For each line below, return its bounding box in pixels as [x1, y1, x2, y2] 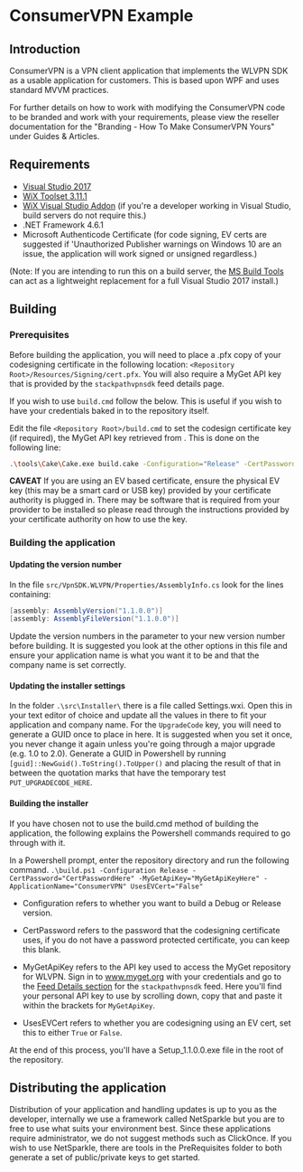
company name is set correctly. [9, 660, 126, 670]
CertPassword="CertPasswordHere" [9, 874, 135, 883]
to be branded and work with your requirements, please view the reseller [9, 112, 280, 122]
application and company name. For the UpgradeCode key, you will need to [9, 719, 281, 730]
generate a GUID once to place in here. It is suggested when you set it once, [9, 729, 293, 740]
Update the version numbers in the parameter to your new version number [9, 631, 286, 642]
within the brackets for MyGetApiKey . [22, 999, 156, 1010]
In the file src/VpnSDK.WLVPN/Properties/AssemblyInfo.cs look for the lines [9, 579, 284, 590]
